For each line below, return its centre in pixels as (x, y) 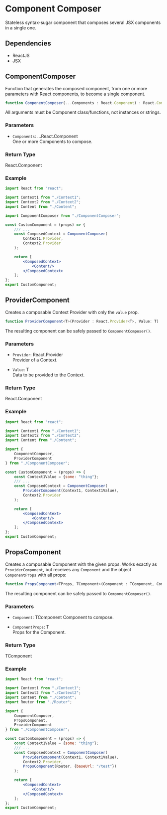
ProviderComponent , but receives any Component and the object (68, 569)
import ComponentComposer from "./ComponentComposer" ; (63, 216)
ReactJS (21, 55)
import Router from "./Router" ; (39, 702)
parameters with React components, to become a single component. (75, 94)
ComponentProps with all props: (36, 575)
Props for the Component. (39, 632)
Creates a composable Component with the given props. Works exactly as (81, 564)
